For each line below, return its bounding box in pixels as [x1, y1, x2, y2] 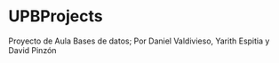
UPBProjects [8, 6, 103, 27]
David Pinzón [8, 44, 57, 55]
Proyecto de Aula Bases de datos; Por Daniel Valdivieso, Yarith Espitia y [8, 35, 270, 46]
